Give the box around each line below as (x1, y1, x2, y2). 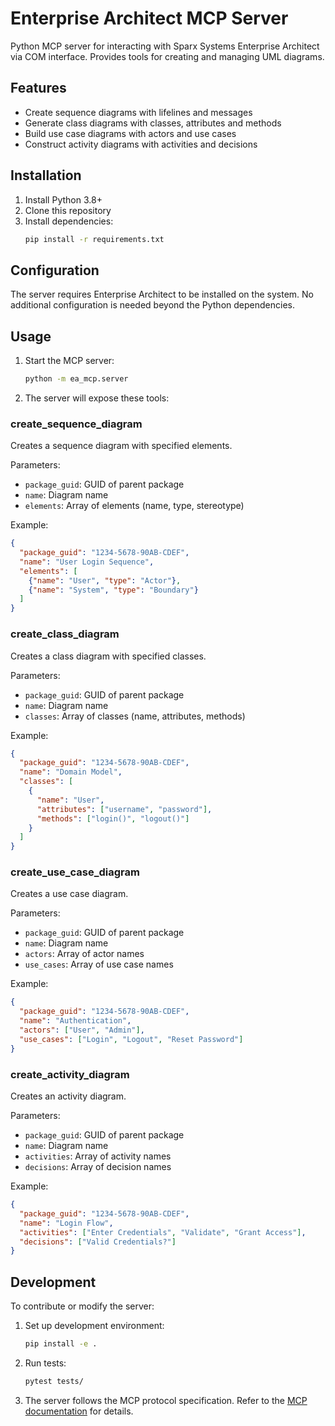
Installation (10, 167, 82, 184)
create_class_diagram (10, 627, 120, 641)
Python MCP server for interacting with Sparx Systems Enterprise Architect (10, 40, 320, 52)
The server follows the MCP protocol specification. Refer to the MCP (24, 1394, 308, 1406)
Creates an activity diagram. (10, 1090, 127, 1102)
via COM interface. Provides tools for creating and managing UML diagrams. (10, 50, 325, 62)
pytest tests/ (24, 1376, 84, 1386)
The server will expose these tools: (24, 392, 170, 404)
